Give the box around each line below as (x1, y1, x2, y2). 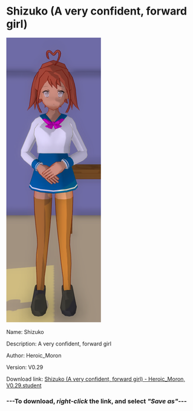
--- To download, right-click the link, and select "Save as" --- (6, 396, 188, 405)
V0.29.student (6, 381, 42, 389)
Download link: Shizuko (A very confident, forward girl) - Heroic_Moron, (6, 375, 186, 382)
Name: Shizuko (6, 328, 44, 335)
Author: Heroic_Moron (6, 352, 62, 359)
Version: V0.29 (6, 363, 44, 371)
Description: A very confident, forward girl (6, 340, 112, 347)
